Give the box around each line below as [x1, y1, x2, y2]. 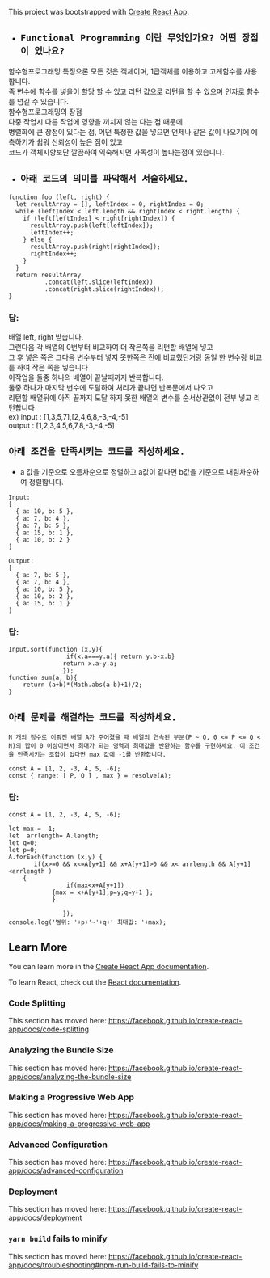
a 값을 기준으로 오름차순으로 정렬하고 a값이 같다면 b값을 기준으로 [19, 466, 225, 476]
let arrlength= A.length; [8, 832, 99, 840]
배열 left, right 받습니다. [8, 331, 84, 342]
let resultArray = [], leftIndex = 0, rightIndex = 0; [15, 200, 205, 209]
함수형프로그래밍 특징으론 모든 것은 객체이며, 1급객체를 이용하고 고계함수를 [8, 66, 243, 76]
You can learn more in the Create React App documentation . [8, 961, 209, 971]
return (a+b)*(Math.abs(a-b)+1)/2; [23, 681, 143, 690]
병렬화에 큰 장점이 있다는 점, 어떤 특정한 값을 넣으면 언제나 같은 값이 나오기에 [8, 127, 250, 137]
